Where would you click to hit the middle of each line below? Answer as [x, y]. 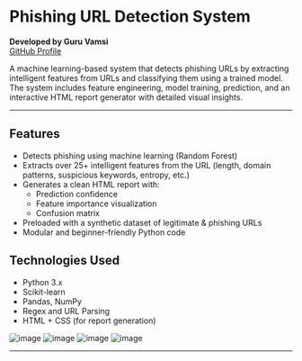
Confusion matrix [68, 212]
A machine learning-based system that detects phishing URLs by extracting [149, 68]
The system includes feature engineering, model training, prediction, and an [150, 87]
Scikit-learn [44, 292]
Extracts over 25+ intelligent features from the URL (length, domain [147, 165]
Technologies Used [64, 261]
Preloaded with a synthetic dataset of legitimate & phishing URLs [142, 222]
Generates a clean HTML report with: [91, 184]
